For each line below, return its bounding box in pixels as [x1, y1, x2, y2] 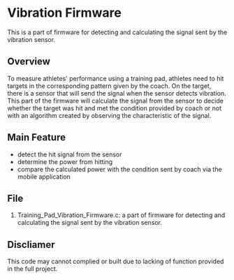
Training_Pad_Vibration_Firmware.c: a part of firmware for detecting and [17, 211, 226, 219]
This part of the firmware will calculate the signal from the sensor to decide [7, 96, 224, 105]
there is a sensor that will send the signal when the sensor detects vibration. [7, 89, 227, 97]
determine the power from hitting [17, 157, 113, 165]
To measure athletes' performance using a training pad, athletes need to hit [7, 74, 224, 82]
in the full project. [7, 265, 58, 273]
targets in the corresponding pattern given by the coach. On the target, [7, 82, 212, 90]
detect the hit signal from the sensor [17, 150, 122, 159]
